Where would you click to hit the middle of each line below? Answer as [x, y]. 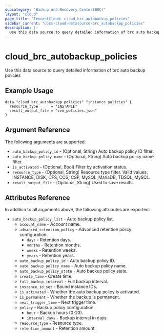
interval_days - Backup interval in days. [67, 318]
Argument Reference [38, 130]
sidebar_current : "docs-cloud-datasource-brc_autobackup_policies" [75, 23]
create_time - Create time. [46, 276]
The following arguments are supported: [46, 142]
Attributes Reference [38, 198]
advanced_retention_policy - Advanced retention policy [75, 229]
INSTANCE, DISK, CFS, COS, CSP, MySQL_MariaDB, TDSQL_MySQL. [81, 177]
